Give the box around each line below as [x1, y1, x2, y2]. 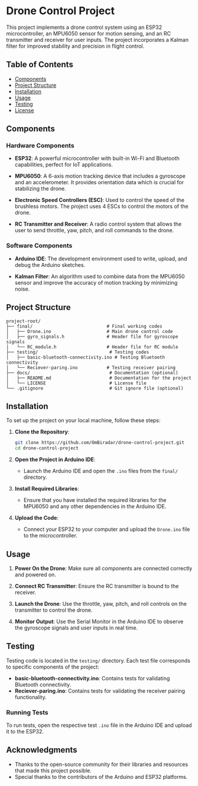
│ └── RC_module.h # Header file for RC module [6, 344, 178, 350]
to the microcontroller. [23, 532, 78, 539]
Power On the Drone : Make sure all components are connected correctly [14, 565, 193, 572]
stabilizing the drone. [14, 185, 66, 193]
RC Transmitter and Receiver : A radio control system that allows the [14, 220, 182, 228]
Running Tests [6, 708, 48, 716]
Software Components [6, 242, 73, 250]
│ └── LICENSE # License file [6, 380, 147, 386]
